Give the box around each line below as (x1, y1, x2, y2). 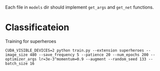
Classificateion (5, 22, 69, 33)
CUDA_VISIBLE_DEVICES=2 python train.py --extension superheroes (5, 47, 144, 53)
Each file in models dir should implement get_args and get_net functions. (5, 4, 154, 10)
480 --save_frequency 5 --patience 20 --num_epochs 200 (29, 52, 149, 57)
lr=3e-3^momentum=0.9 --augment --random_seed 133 (38, 56, 146, 61)
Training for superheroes (5, 38, 56, 44)
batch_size (5, 61, 28, 66)
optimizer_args (5, 56, 37, 61)
